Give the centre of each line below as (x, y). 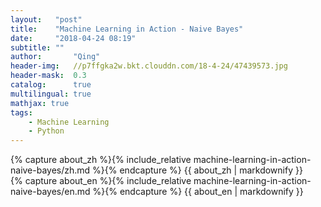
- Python (46, 131)
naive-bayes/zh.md (50, 170)
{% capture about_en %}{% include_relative (101, 181)
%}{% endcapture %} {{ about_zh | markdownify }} (197, 170)
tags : (21, 112)
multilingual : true (51, 94)
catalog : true (51, 85)
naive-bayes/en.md (50, 192)
